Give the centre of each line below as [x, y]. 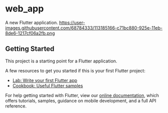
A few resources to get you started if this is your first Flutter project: [75, 70]
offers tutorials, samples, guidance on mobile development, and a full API [81, 100]
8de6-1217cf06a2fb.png [30, 33]
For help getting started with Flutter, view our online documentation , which [82, 95]
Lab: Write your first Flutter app [45, 80]
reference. [16, 106]
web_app [25, 9]
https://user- [72, 22]
